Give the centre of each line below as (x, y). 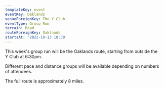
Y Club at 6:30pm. (24, 56)
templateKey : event (25, 10)
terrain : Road (20, 28)
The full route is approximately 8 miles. (44, 81)
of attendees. (19, 71)
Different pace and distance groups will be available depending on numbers (82, 66)
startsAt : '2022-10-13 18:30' (36, 38)
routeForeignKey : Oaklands (33, 33)
